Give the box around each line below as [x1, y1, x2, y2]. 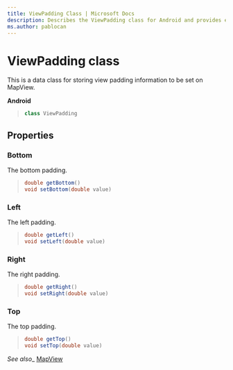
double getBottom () [24, 179, 81, 186]
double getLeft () [24, 231, 75, 238]
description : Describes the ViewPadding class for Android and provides [7, 17, 222, 24]
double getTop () [24, 336, 71, 343]
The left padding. [7, 218, 57, 226]
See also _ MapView [7, 355, 63, 363]
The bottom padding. [7, 166, 67, 174]
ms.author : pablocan [7, 23, 67, 30]
